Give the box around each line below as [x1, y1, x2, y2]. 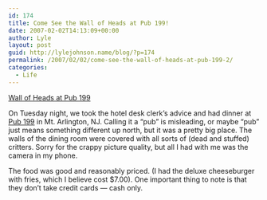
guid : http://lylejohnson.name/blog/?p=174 [8, 49, 155, 57]
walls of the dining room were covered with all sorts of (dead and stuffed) [8, 133, 249, 143]
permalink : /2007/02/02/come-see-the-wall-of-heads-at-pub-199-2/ [8, 57, 234, 65]
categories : [8, 64, 48, 72]
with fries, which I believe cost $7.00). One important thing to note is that [8, 175, 247, 184]
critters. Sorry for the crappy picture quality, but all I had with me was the [8, 142, 249, 151]
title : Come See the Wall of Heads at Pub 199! [8, 19, 170, 27]
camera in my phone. [8, 151, 78, 160]
